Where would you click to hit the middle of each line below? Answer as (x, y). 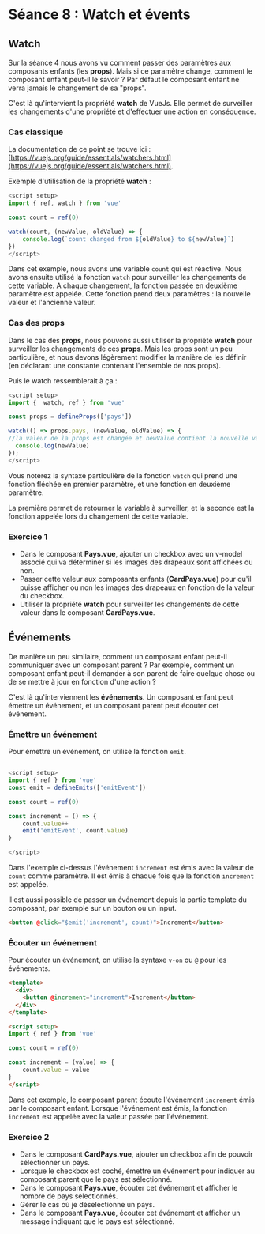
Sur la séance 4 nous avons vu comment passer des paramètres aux (119, 62)
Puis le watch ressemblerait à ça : (63, 380)
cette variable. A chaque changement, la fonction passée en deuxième (123, 285)
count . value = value (56, 1070)
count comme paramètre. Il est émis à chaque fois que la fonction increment (131, 876)
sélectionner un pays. (55, 1162)
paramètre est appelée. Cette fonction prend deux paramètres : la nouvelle (129, 294)
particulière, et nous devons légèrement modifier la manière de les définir (127, 357)
